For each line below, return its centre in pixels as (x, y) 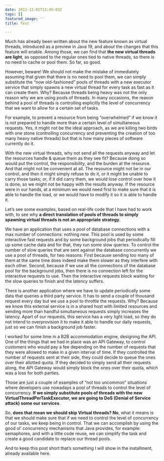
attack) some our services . (33, 403)
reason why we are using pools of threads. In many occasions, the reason (79, 98)
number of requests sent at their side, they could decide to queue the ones (80, 357)
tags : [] (14, 14)
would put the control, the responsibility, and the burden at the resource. (78, 163)
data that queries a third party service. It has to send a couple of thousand (80, 296)
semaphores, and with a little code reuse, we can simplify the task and (76, 434)
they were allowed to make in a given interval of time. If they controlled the (80, 352)
